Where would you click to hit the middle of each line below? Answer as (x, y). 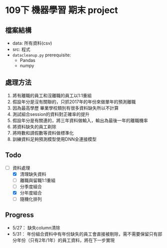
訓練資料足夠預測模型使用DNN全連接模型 (54, 139)
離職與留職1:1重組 (38, 180)
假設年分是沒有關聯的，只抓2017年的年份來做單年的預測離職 (74, 102)
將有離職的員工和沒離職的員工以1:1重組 (52, 95)
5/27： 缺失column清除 (36, 228)
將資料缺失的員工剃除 (34, 126)
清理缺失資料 (33, 174)
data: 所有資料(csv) (32, 43)
